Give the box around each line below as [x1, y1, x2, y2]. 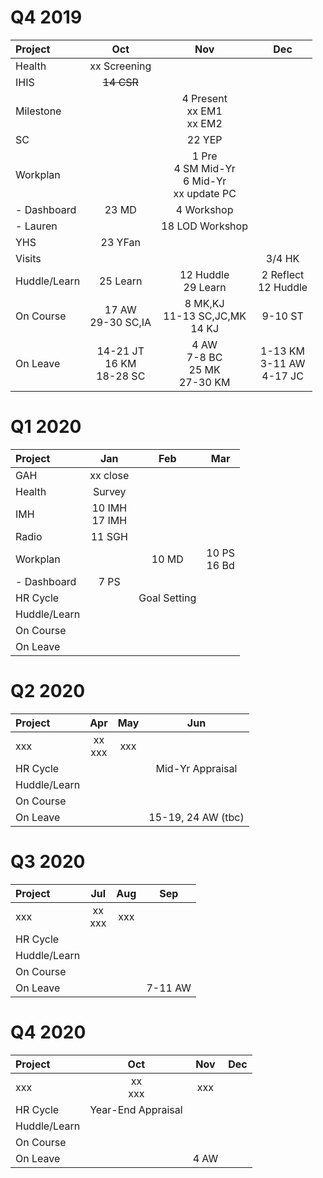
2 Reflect [261, 267, 305, 281]
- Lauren [15, 219, 58, 233]
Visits [15, 251, 42, 265]
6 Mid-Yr [182, 174, 227, 188]
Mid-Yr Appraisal [155, 761, 238, 775]
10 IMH [91, 501, 128, 515]
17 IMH [91, 513, 128, 527]
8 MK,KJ [184, 296, 225, 310]
